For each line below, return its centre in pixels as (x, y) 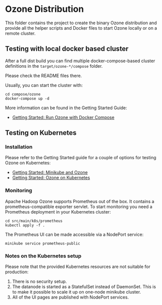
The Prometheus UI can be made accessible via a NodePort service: (74, 234)
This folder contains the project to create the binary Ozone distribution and (81, 23)
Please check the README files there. (44, 76)
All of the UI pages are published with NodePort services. (70, 297)
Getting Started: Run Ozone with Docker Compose (63, 117)
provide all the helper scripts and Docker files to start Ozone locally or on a (81, 28)
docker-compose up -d (27, 98)
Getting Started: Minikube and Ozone (50, 173)
